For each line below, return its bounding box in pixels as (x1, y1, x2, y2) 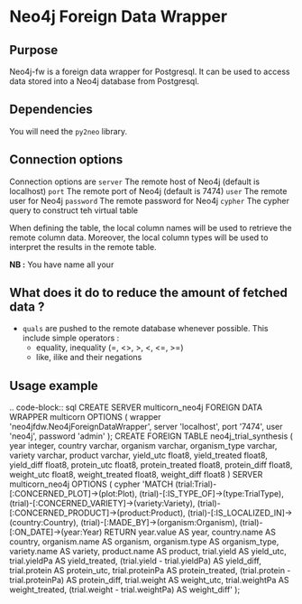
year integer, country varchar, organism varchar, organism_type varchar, (9, 441, 278, 451)
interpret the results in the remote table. (9, 241, 157, 252)
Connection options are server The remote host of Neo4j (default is (9, 176, 260, 187)
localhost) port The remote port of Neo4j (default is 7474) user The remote (9, 185, 288, 196)
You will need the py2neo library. (9, 125, 128, 136)
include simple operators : (22, 332, 120, 344)
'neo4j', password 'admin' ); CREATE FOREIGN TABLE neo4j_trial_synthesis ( (9, 431, 293, 441)
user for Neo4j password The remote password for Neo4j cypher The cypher (9, 195, 290, 206)
